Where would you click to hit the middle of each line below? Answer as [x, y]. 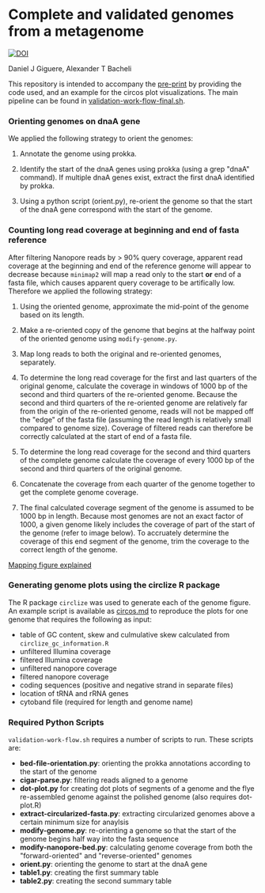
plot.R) [30, 805]
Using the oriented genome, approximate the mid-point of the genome [134, 306]
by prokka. [37, 186]
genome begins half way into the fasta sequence [99, 839]
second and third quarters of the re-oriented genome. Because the [129, 394]
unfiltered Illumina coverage [65, 651]
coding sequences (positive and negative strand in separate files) [126, 685]
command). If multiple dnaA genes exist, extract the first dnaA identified [137, 178]
